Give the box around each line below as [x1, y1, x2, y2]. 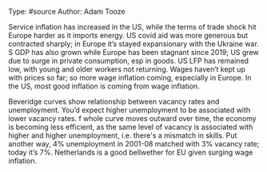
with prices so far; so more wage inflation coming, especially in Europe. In [8, 73, 252, 82]
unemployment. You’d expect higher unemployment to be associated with [8, 105, 251, 115]
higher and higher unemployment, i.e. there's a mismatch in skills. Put [8, 131, 237, 140]
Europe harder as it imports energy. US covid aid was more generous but [8, 31, 249, 40]
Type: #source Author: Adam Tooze [8, 7, 126, 16]
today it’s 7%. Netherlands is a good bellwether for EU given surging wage [8, 147, 253, 157]
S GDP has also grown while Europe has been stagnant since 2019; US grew [8, 48, 259, 57]
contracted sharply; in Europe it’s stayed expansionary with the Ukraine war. [8, 39, 260, 49]
